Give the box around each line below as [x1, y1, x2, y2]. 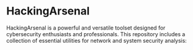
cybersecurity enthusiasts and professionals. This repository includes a [6, 30, 186, 37]
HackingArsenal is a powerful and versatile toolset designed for [6, 24, 166, 31]
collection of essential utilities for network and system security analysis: [6, 37, 187, 44]
